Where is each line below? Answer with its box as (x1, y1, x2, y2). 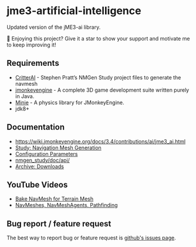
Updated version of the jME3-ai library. (6, 24, 101, 31)
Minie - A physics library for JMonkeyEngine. (15, 99, 124, 106)
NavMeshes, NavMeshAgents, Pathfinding (15, 202, 118, 209)
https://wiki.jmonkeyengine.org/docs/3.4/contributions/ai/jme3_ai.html (15, 138, 186, 145)
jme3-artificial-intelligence (6, 4, 141, 18)
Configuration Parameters (15, 150, 78, 157)
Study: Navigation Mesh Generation (15, 144, 102, 151)
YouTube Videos (6, 179, 68, 189)
